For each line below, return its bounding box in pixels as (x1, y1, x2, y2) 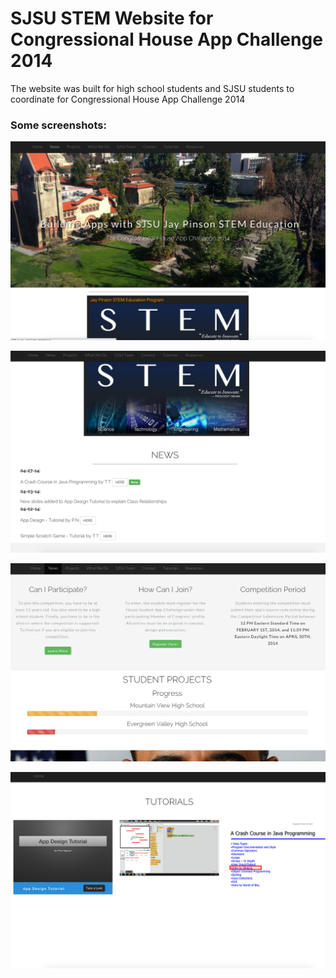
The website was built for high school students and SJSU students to (10, 82, 295, 94)
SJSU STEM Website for (10, 7, 214, 30)
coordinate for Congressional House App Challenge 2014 (10, 93, 246, 105)
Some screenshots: (10, 118, 107, 132)
